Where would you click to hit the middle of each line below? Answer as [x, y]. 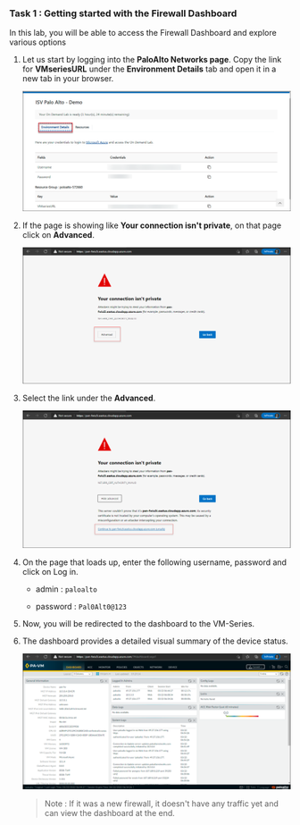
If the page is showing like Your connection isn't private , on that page [152, 225]
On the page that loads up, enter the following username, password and [154, 562]
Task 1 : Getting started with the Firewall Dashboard [123, 13]
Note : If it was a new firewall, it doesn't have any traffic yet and [162, 804]
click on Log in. [50, 572]
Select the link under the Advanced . [89, 398]
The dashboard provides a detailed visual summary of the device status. [155, 641]
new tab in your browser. [68, 79]
